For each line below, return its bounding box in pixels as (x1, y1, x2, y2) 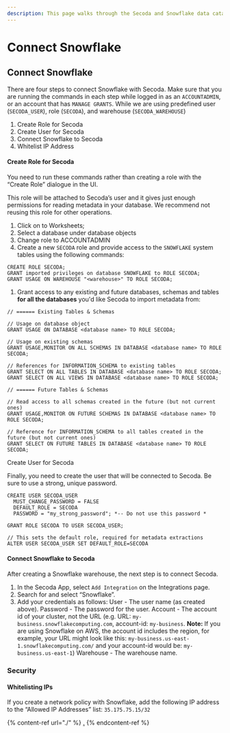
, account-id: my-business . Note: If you (112, 620, 221, 628)
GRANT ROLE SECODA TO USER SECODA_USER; (7, 522, 125, 529)
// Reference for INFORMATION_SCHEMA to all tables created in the (7, 428, 204, 435)
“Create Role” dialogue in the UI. (7, 180, 98, 189)
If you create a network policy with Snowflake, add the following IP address (7, 698, 220, 706)
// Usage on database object (7, 320, 90, 327)
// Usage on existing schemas (7, 338, 94, 345)
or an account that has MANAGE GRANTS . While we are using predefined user (7, 99, 216, 108)
